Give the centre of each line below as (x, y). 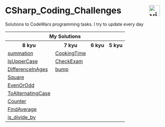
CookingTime (70, 53)
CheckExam (69, 61)
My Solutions (65, 36)
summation (20, 53)
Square (16, 77)
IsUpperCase (23, 61)
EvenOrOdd (21, 85)
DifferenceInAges (28, 69)
